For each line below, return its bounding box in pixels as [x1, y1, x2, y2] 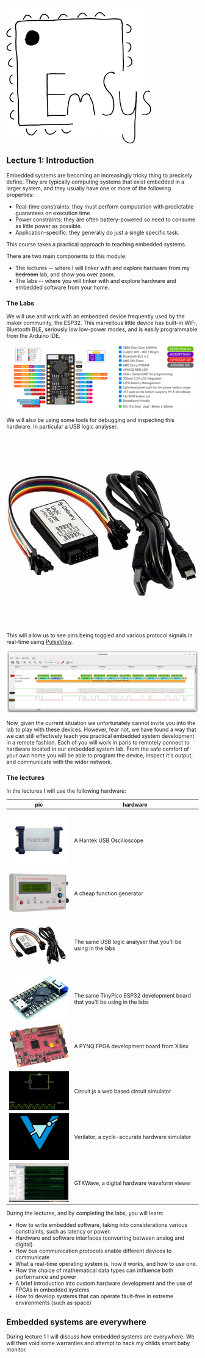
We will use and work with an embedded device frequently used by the [6, 313, 185, 320]
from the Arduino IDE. [6, 332, 61, 340]
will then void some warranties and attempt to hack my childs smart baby [6, 1340, 190, 1347]
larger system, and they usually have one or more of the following [6, 184, 171, 191]
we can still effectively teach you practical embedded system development [6, 732, 195, 740]
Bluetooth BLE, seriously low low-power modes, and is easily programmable [6, 326, 198, 333]
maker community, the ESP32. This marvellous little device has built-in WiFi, [6, 320, 198, 327]
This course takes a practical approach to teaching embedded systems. [6, 240, 187, 248]
